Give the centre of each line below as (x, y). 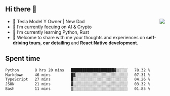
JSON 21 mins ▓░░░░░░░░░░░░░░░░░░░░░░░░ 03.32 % (78, 84)
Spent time (23, 59)
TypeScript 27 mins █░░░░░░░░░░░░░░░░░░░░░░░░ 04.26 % (78, 79)
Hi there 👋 (21, 9)
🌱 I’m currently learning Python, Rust (51, 32)
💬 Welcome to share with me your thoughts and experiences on (79, 37)
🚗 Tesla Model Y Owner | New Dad (49, 21)
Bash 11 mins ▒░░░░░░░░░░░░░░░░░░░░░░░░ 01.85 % (78, 89)
